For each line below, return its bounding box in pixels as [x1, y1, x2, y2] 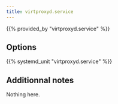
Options [6, 42, 37, 52]
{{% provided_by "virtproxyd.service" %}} [6, 25, 110, 32]
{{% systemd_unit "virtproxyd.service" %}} [6, 58, 113, 65]
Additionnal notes [6, 75, 74, 85]
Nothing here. [6, 91, 40, 98]
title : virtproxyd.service [6, 8, 74, 15]
